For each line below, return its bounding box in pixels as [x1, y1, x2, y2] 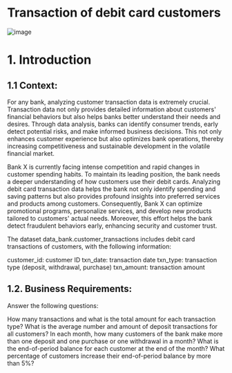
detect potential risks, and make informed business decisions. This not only [7, 127, 222, 136]
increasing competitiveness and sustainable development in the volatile [7, 142, 211, 150]
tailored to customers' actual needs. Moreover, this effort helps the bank [7, 214, 213, 222]
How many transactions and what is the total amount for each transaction [7, 315, 216, 323]
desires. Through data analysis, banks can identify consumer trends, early [7, 120, 219, 128]
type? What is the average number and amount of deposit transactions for [7, 322, 218, 330]
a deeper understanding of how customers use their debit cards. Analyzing [7, 177, 221, 185]
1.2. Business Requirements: [7, 283, 133, 295]
